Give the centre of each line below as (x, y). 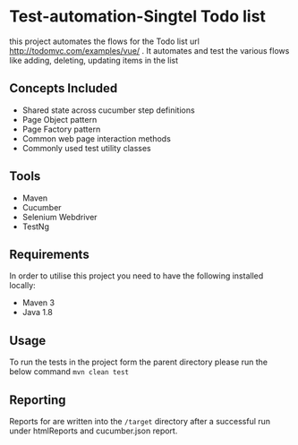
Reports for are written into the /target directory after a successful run (140, 421)
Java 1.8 (38, 312)
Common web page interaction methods (97, 138)
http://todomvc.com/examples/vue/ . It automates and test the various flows (149, 50)
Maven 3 (38, 303)
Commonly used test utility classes (86, 148)
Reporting (38, 400)
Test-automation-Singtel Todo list (138, 17)
